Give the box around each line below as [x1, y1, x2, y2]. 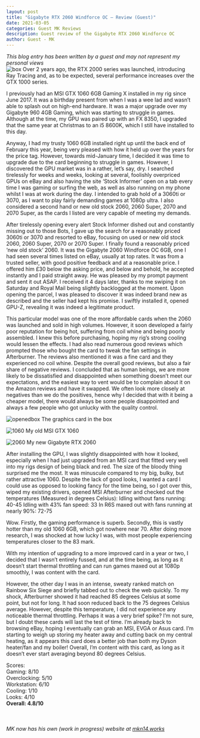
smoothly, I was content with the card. [6, 569, 100, 575]
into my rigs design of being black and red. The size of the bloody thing [6, 463, 182, 470]
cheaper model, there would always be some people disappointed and [6, 398, 179, 405]
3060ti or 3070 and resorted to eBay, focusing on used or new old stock [6, 234, 184, 241]
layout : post [6, 8, 39, 15]
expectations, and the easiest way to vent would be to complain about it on [6, 379, 191, 385]
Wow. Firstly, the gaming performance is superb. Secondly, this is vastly [6, 519, 183, 526]
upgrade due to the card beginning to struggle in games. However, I [6, 159, 173, 166]
